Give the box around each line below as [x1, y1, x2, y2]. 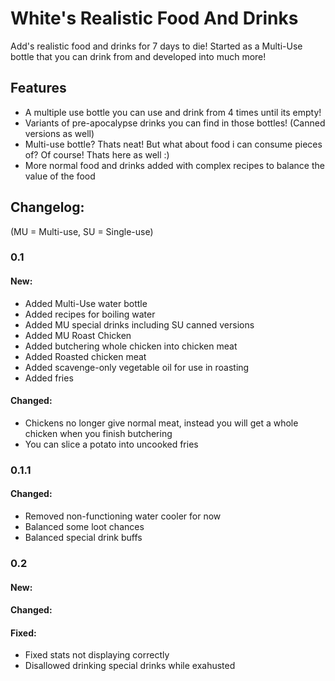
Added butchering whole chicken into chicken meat [24, 340, 238, 352]
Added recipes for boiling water [24, 308, 156, 320]
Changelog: [10, 199, 85, 216]
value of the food [24, 170, 96, 182]
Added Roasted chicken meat [24, 350, 147, 362]
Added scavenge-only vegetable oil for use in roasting [24, 361, 250, 373]
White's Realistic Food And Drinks [10, 7, 299, 30]
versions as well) [24, 127, 95, 139]
